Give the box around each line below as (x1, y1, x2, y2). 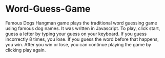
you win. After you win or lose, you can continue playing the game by (5, 41, 151, 47)
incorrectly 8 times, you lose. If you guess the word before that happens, (5, 36, 159, 42)
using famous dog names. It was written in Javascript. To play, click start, (5, 25, 160, 31)
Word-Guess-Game (5, 3, 91, 15)
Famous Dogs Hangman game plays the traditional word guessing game (5, 20, 158, 26)
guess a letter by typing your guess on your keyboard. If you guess (5, 31, 147, 37)
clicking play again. (5, 47, 46, 53)
